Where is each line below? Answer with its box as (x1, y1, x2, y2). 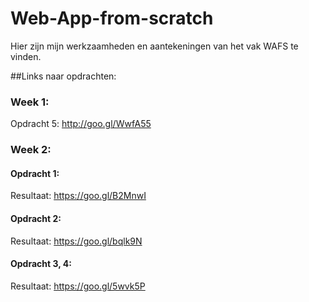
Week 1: (10, 95, 50, 109)
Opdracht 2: (10, 212, 62, 224)
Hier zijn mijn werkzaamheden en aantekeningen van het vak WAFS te (10, 40, 299, 52)
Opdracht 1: (10, 167, 60, 179)
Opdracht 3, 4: (10, 258, 72, 270)
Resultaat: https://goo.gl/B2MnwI (10, 190, 147, 202)
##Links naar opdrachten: (10, 70, 117, 82)
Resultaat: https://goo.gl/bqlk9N (10, 235, 143, 247)
